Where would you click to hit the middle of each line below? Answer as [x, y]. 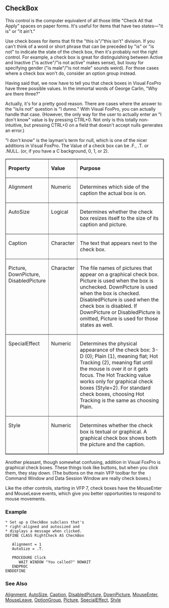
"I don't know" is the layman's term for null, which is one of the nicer [76, 140]
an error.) [15, 130]
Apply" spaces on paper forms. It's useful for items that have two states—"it [84, 26]
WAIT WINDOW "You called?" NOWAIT [55, 562]
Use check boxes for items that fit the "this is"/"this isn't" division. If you [80, 41]
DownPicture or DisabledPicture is [120, 312]
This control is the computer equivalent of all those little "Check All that [79, 20]
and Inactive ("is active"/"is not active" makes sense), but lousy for [75, 62]
